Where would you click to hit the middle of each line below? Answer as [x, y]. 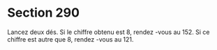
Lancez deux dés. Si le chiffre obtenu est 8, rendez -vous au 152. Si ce [108, 32]
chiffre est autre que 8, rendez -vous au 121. [70, 39]
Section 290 [44, 13]
